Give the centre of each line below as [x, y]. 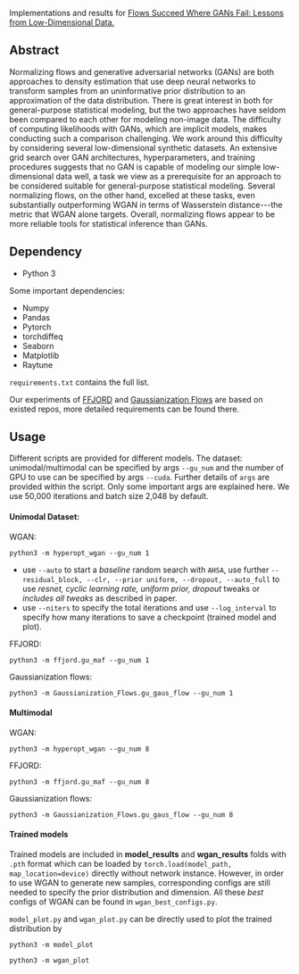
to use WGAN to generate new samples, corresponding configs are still [140, 883]
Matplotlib [41, 355]
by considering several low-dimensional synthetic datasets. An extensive [143, 147]
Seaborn [38, 345]
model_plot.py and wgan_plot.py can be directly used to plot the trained [141, 920]
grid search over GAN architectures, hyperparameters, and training [133, 157]
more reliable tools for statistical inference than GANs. [108, 223]
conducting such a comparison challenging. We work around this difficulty [146, 138]
